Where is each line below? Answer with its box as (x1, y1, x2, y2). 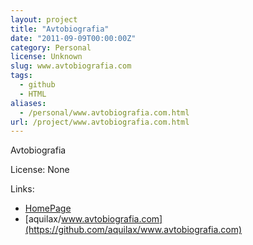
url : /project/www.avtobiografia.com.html (10, 117, 190, 127)
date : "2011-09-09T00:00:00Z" (10, 33, 137, 43)
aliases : (10, 98, 47, 108)
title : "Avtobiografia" (10, 24, 110, 34)
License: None (10, 164, 70, 176)
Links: (10, 183, 35, 195)
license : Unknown (10, 52, 83, 62)
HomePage (24, 202, 72, 215)
